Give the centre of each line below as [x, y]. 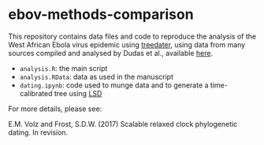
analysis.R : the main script [63, 68]
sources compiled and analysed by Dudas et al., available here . [111, 53]
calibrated [36, 93]
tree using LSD [78, 93]
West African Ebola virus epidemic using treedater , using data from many [127, 44]
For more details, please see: [55, 109]
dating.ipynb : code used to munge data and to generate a [114, 85]
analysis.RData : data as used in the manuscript [96, 76]
